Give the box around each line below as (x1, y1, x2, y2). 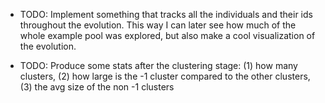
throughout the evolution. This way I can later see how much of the (19, 19, 297, 31)
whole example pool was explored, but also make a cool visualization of (19, 30, 316, 41)
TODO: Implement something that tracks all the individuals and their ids (19, 9, 313, 20)
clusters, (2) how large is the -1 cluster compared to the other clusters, (19, 70, 311, 82)
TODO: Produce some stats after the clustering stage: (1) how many (19, 60, 298, 71)
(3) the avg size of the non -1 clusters (19, 81, 175, 93)
